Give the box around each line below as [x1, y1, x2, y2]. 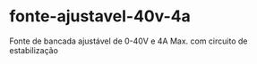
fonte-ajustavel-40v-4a [9, 6, 191, 27]
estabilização [9, 44, 58, 55]
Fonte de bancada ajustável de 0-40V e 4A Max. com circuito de [9, 36, 248, 46]
